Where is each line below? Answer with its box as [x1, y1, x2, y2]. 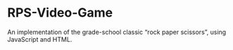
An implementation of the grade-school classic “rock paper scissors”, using [7, 28, 227, 36]
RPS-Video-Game [7, 5, 113, 21]
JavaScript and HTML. [7, 35, 73, 43]
